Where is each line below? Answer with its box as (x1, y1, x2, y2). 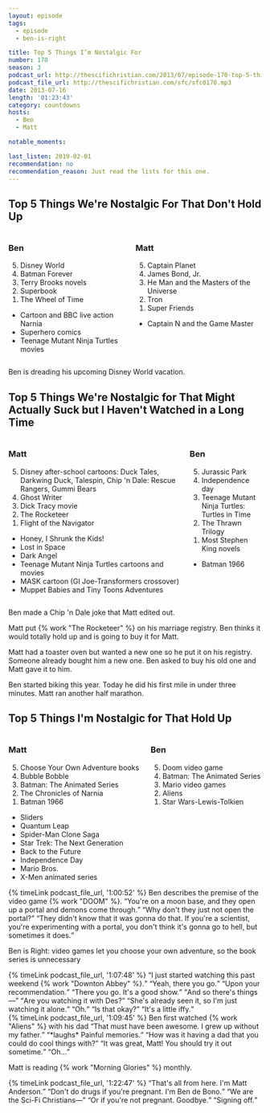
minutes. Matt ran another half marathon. (8, 688, 145, 698)
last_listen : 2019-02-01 (8, 152, 92, 161)
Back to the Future (19, 846, 82, 856)
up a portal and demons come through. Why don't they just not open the (8, 905, 255, 915)
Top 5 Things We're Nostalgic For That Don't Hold (8, 197, 262, 211)
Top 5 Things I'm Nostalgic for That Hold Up (8, 711, 232, 725)
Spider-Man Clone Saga (19, 829, 100, 839)
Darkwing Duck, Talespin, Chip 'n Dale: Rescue (19, 475, 176, 485)
